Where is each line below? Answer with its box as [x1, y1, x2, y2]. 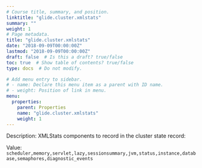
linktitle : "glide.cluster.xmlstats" [6, 15, 102, 21]
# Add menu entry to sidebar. [6, 76, 83, 82]
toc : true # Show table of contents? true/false [6, 59, 134, 66]
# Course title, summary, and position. [6, 8, 110, 15]
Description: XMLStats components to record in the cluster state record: [6, 132, 186, 139]
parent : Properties [17, 104, 67, 110]
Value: [6, 144, 22, 152]
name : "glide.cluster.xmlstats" [17, 110, 99, 116]
